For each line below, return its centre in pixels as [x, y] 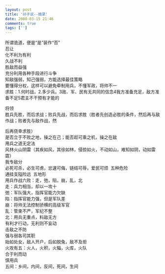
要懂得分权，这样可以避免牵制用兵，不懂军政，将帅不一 [61, 86]
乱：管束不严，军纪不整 [29, 211]
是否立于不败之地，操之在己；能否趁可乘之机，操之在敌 [61, 137]
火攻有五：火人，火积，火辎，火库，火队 [46, 248]
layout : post [18, 10]
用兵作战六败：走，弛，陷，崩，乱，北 [44, 181]
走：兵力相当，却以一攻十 [31, 186]
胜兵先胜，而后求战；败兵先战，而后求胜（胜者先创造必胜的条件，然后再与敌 [82, 115]
